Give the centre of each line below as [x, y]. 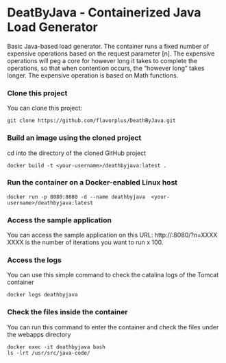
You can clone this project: [45, 108]
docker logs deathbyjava [42, 295]
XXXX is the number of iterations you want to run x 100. [85, 242]
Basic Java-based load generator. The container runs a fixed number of [108, 46]
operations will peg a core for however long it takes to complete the [102, 60]
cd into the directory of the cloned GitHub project [77, 153]
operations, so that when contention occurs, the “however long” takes [106, 68]
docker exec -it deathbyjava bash [56, 347]
